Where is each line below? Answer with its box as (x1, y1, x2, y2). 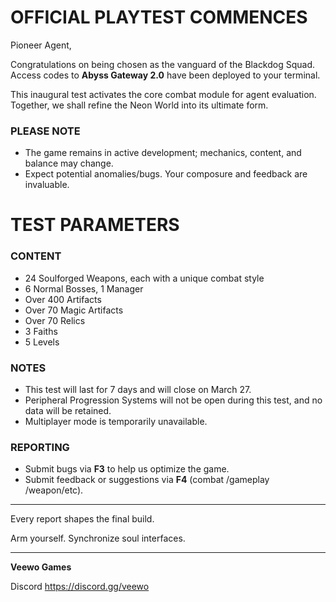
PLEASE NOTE (10, 124, 81, 138)
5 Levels (24, 336, 60, 348)
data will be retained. (24, 405, 112, 417)
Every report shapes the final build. (10, 513, 155, 525)
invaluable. (24, 179, 70, 191)
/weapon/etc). (24, 484, 84, 496)
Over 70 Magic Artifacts (24, 304, 124, 316)
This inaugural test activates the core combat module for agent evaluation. (10, 88, 317, 100)
